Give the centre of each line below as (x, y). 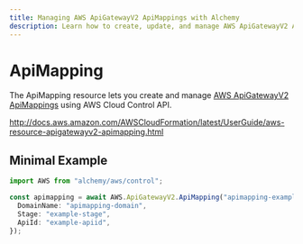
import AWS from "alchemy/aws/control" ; (87, 181)
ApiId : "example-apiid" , (64, 222)
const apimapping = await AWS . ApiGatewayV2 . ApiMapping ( (116, 198)
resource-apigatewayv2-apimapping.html (87, 132)
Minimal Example (59, 160)
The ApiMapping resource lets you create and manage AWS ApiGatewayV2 (149, 95)
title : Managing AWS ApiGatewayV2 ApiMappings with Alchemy (125, 18)
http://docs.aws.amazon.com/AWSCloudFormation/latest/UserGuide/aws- (147, 122)
